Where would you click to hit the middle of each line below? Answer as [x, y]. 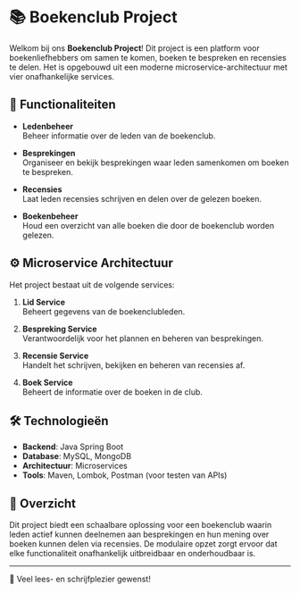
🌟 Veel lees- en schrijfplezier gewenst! [80, 579]
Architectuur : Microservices [75, 466]
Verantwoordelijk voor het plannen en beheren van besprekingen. [143, 338]
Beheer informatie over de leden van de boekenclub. [119, 136]
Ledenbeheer [48, 126]
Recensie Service [55, 355]
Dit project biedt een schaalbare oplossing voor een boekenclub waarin [141, 525]
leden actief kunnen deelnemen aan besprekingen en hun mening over [139, 535]
